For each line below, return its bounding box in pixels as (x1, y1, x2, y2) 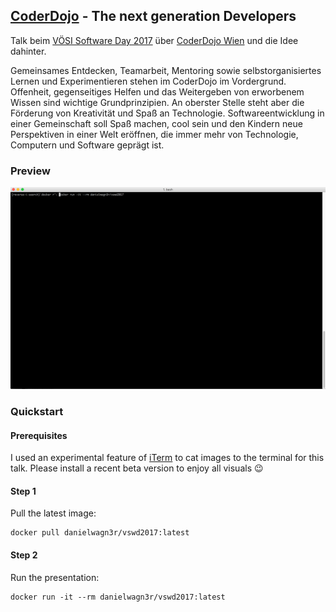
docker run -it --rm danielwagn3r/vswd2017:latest (10, 592, 226, 602)
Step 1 (10, 485, 37, 497)
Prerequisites (10, 429, 68, 441)
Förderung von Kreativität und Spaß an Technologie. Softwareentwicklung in (10, 107, 325, 119)
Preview (10, 164, 51, 178)
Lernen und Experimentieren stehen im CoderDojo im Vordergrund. (10, 75, 287, 87)
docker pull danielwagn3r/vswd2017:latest (10, 528, 190, 538)
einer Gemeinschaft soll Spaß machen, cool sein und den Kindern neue (10, 117, 303, 129)
